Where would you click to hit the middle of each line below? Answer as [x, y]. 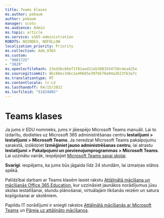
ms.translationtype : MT [29, 78]
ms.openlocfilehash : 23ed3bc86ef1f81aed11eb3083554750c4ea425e [71, 69]
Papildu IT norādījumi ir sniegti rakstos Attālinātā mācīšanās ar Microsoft [78, 205]
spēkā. [12, 170]
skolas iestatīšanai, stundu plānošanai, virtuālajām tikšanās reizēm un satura [82, 191]
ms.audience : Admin [25, 28]
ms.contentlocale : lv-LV [30, 82]
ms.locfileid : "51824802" [31, 92]
